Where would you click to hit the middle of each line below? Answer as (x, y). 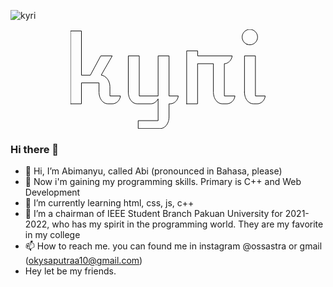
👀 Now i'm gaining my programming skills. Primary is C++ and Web (163, 181)
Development (52, 192)
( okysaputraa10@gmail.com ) (83, 260)
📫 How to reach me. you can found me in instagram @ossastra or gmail (173, 246)
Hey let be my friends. (70, 271)
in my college (52, 234)
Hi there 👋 (35, 149)
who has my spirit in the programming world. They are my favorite (187, 224)
